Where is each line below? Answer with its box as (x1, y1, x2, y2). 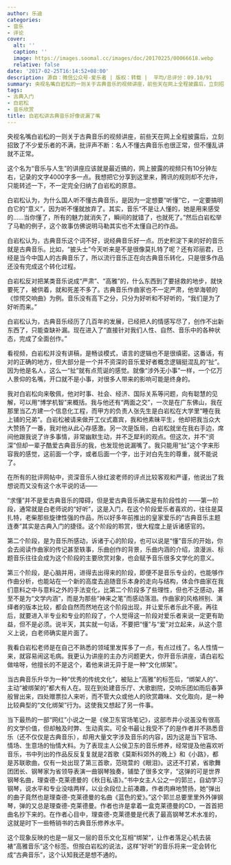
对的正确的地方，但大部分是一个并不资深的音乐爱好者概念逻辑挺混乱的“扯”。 (7, 357, 223, 365)
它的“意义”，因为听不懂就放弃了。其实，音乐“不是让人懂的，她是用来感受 (12, 204, 220, 213)
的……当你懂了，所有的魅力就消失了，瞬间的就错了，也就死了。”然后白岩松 (7, 213, 217, 221)
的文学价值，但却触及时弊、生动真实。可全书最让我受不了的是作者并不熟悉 (7, 724, 218, 732)
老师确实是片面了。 (36, 628, 91, 637)
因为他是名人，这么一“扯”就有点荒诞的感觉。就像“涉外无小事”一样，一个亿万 (7, 366, 223, 374)
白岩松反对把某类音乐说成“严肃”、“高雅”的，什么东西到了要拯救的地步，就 (7, 277, 217, 285)
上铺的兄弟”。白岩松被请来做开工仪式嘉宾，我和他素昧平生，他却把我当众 (7, 415, 215, 423)
